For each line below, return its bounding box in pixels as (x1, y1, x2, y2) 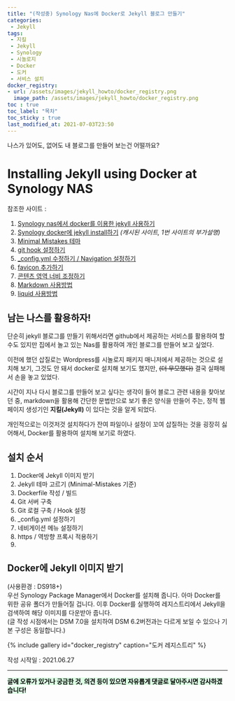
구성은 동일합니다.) (14, 625, 66, 634)
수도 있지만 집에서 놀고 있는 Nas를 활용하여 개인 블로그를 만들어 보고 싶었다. (7, 341, 215, 349)
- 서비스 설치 (10, 75, 44, 83)
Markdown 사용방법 (17, 281, 73, 289)
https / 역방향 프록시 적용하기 (17, 532, 98, 541)
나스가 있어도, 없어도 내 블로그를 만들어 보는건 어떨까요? (7, 141, 159, 149)
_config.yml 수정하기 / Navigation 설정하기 (17, 255, 136, 263)
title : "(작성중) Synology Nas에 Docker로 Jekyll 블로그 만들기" (7, 10, 185, 17)
